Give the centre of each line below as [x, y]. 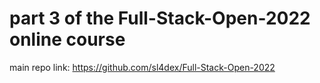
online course [67, 39]
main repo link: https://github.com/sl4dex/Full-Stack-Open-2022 [142, 67]
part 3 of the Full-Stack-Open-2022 [160, 18]
